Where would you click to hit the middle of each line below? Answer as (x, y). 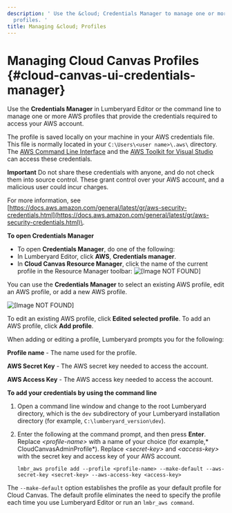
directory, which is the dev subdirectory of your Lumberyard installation (118, 414)
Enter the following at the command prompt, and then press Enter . (111, 434)
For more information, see (44, 200)
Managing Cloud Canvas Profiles (103, 60)
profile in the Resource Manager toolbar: (75, 271)
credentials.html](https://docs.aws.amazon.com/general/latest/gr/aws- (108, 215)
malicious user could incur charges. (58, 187)
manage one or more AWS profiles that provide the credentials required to (112, 116)
